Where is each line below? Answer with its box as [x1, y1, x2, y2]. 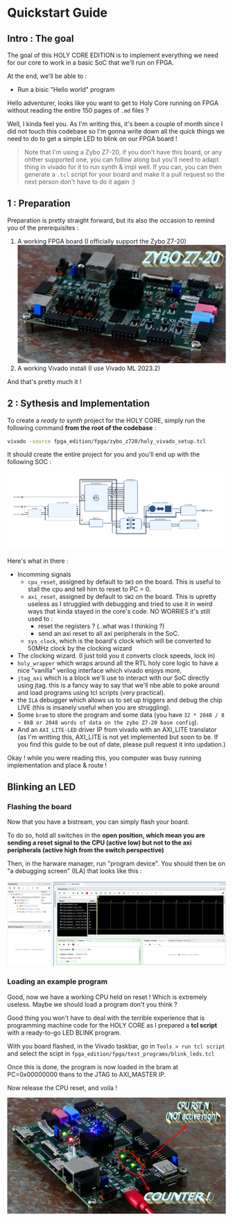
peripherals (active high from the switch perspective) [7, 846, 164, 854]
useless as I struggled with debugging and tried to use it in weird [27, 600, 213, 608]
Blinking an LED [7, 781, 76, 793]
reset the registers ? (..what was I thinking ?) [37, 621, 165, 630]
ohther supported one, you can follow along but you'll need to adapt [24, 155, 219, 163]
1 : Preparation [7, 198, 71, 209]
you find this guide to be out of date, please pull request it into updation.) [17, 740, 226, 749]
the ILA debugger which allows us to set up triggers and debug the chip [17, 696, 223, 704]
